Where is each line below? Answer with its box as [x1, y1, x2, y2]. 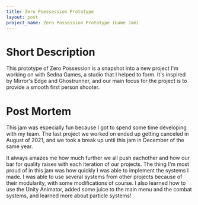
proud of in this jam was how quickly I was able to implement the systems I [6, 167, 189, 174]
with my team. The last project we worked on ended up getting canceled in [6, 130, 189, 137]
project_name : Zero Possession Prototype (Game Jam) [6, 20, 139, 25]
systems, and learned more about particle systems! [6, 192, 132, 199]
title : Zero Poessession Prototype [6, 8, 94, 15]
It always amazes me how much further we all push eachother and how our [6, 155, 190, 162]
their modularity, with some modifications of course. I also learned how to [6, 180, 186, 187]
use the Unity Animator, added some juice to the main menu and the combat [6, 186, 192, 193]
